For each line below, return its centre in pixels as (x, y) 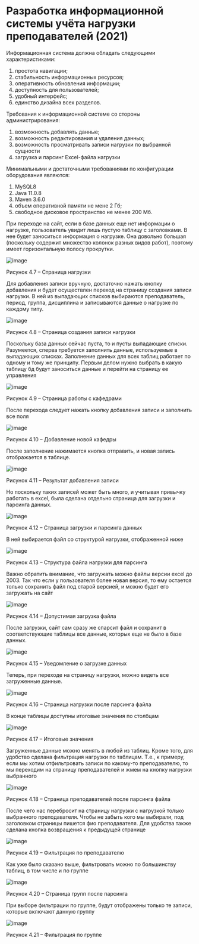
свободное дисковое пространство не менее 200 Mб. (83, 212)
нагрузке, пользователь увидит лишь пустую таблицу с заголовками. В (97, 230)
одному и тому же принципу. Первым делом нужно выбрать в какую (94, 363)
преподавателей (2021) (67, 36)
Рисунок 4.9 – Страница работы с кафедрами (64, 398)
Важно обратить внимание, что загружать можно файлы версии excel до (99, 574)
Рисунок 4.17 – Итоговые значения (50, 739)
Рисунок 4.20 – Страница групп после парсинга (67, 893)
